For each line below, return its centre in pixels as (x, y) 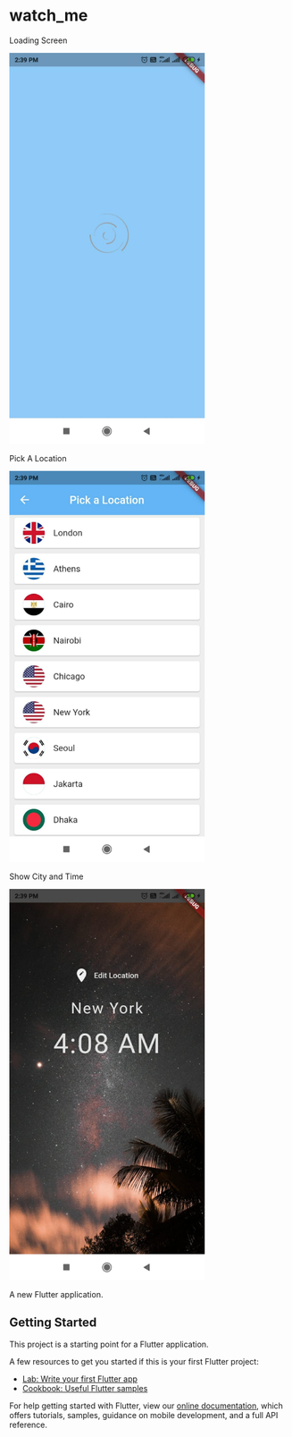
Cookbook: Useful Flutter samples (85, 1388)
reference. (28, 1424)
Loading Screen (38, 40)
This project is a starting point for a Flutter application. (109, 1344)
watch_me (49, 16)
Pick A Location (38, 458)
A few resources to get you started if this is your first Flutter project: (134, 1361)
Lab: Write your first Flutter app (80, 1379)
